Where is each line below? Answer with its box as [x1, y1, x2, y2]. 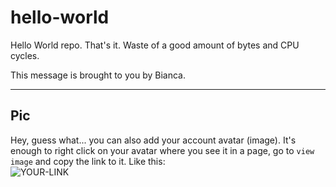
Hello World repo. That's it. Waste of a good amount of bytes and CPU [10, 39, 300, 51]
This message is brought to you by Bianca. [10, 69, 186, 81]
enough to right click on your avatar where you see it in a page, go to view [10, 144, 315, 156]
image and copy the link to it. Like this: [10, 155, 166, 167]
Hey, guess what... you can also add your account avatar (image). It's [10, 134, 297, 146]
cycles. [10, 49, 40, 61]
